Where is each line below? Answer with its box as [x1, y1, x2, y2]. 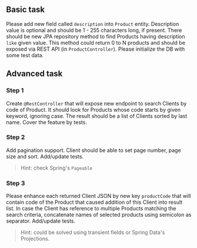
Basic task [6, 5, 45, 15]
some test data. [6, 51, 44, 58]
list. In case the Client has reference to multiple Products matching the [6, 205, 176, 212]
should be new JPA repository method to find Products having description [6, 32, 185, 40]
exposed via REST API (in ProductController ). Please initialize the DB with [6, 45, 185, 52]
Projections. [20, 235, 50, 242]
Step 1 [6, 87, 24, 95]
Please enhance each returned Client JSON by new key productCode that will [6, 193, 191, 200]
